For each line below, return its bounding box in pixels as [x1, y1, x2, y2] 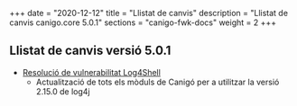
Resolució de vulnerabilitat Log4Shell [22, 66, 161, 77]
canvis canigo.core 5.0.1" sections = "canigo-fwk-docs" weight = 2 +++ [9, 17, 277, 28]
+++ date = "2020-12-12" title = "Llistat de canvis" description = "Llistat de [9, 8, 289, 18]
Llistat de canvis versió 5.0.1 [9, 43, 172, 58]
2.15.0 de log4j [35, 85, 90, 97]
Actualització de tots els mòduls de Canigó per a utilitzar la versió [35, 76, 280, 87]
